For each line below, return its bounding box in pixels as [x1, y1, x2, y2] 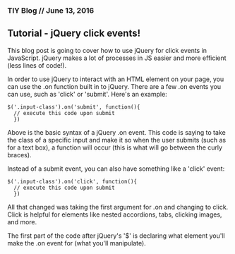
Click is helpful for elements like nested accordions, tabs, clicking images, [7, 210, 222, 219]
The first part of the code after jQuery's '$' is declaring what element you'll [7, 231, 225, 240]
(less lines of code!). [7, 61, 67, 69]
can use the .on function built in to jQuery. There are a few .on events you [7, 82, 221, 90]
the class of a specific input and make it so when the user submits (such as [7, 135, 227, 144]
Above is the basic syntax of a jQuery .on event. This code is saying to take [7, 128, 226, 136]
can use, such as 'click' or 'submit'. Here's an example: [7, 90, 167, 98]
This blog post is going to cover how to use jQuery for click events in [7, 46, 207, 54]
